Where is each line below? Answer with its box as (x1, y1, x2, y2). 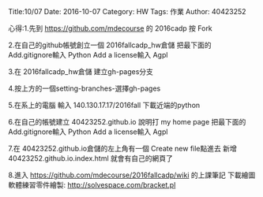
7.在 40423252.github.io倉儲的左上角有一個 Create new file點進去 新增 (8, 144, 237, 153)
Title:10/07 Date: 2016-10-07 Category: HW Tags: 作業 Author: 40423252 (8, 7, 246, 16)
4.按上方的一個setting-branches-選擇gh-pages (8, 84, 161, 93)
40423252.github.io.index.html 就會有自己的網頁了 (8, 154, 174, 163)
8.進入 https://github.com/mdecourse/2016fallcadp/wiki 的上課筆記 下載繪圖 (8, 170, 256, 180)
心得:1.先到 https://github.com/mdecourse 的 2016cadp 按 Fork (8, 24, 213, 33)
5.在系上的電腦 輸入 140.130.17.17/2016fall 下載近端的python (8, 101, 201, 110)
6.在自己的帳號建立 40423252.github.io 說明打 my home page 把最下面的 (8, 117, 246, 126)
